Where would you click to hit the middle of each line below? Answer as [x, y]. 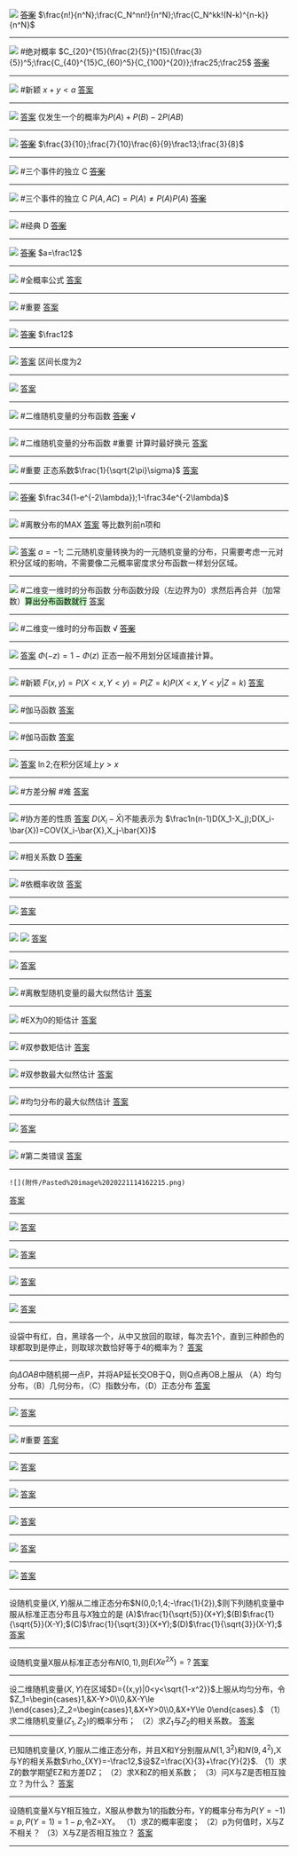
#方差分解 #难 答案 [55, 791]
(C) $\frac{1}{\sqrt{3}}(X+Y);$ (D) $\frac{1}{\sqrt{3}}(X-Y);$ [176, 1623]
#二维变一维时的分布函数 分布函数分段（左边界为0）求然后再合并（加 [146, 590]
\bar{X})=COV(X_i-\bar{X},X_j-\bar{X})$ [83, 830]
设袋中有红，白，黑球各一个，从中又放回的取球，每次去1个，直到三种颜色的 [147, 1336]
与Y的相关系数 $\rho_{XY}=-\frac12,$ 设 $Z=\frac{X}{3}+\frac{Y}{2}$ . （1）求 [148, 1761]
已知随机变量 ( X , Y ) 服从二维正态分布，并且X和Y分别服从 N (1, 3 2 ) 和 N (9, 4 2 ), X [145, 1749]
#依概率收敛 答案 [51, 884]
